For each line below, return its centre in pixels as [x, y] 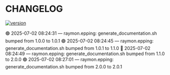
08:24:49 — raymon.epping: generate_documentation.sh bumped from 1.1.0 [85, 54]
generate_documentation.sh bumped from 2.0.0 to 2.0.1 [64, 66]
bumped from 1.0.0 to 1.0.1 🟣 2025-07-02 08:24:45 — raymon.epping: [79, 41]
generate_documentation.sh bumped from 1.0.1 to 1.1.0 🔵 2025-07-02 [78, 48]
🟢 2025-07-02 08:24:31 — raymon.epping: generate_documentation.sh [81, 33]
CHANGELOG [34, 9]
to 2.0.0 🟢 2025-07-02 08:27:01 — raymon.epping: [60, 59]
